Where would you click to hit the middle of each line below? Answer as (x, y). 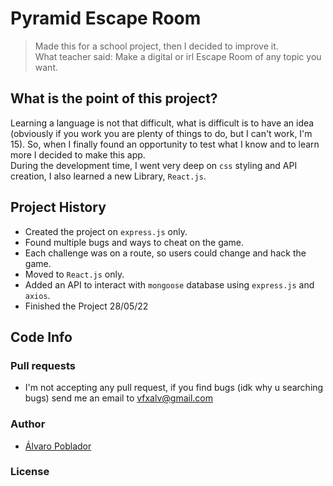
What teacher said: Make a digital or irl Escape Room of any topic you (178, 56)
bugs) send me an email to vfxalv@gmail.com (119, 398)
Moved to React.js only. (74, 274)
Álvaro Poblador (58, 446)
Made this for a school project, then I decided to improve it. (156, 46)
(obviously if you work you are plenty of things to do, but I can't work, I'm (161, 133)
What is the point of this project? (114, 98)
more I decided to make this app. (78, 154)
